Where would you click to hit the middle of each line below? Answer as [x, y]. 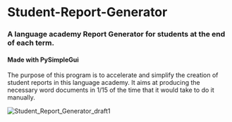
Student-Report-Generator [87, 12]
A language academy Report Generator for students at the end [116, 34]
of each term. [31, 43]
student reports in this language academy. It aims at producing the [104, 83]
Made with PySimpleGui [43, 60]
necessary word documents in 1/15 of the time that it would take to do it [111, 90]
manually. [21, 97]
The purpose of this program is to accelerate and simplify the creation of [113, 75]
